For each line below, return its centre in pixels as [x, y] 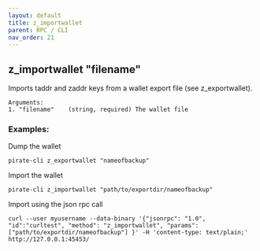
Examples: [29, 129]
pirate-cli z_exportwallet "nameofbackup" [79, 161]
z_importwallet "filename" [75, 69]
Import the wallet [35, 175]
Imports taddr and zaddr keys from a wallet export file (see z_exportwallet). [130, 88]
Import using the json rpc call [56, 205]
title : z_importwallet [45, 23]
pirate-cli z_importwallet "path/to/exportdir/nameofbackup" [111, 190]
